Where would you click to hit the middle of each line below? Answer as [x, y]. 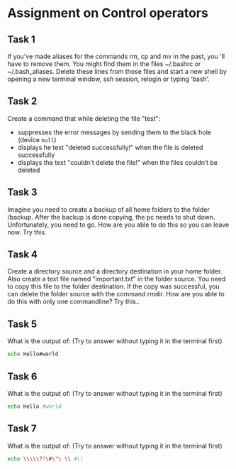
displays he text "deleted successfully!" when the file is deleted [110, 147]
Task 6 [22, 376]
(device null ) [37, 139]
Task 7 [22, 429]
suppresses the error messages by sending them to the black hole [114, 132]
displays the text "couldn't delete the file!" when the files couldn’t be [118, 162]
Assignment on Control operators [108, 13]
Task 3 [22, 192]
